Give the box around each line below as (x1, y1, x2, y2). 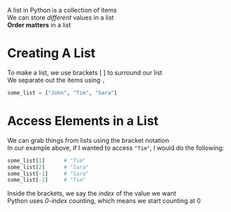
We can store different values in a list (7, 13, 114, 22)
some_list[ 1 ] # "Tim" (7, 157, 86, 164)
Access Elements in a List (7, 113, 159, 129)
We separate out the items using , (7, 76, 106, 84)
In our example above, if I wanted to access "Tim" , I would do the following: (7, 143, 225, 152)
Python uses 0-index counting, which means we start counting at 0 (7, 197, 201, 205)
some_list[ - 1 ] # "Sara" (7, 170, 90, 177)
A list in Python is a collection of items (7, 6, 117, 14)
